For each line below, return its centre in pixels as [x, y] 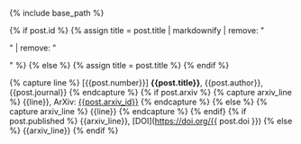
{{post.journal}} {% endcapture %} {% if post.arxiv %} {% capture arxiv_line [151, 92]
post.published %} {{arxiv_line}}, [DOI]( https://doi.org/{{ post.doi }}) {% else [151, 121]
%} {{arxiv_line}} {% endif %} [64, 130]
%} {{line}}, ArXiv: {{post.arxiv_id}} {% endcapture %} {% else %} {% [138, 102]
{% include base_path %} [57, 13]
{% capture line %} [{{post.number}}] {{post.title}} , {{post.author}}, [136, 83]
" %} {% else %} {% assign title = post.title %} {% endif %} [119, 65]
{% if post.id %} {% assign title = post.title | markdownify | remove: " [137, 30]
